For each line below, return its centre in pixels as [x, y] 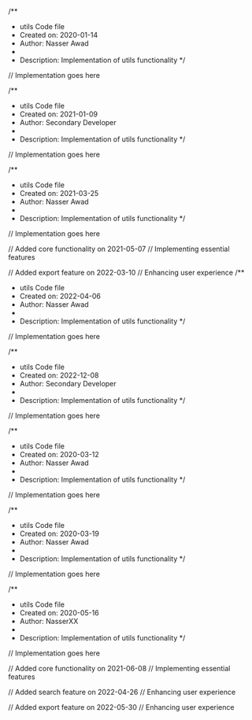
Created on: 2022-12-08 [59, 375]
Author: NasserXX [49, 621]
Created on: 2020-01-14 [59, 35]
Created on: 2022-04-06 [60, 296]
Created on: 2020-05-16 [59, 613]
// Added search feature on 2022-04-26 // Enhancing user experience [122, 692]
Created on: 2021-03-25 [59, 193]
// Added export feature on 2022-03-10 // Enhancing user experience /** [126, 272]
